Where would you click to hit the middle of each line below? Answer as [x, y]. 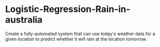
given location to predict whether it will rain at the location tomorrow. [76, 39]
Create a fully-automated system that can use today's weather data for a [80, 33]
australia [24, 20]
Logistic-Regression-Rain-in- [68, 9]
